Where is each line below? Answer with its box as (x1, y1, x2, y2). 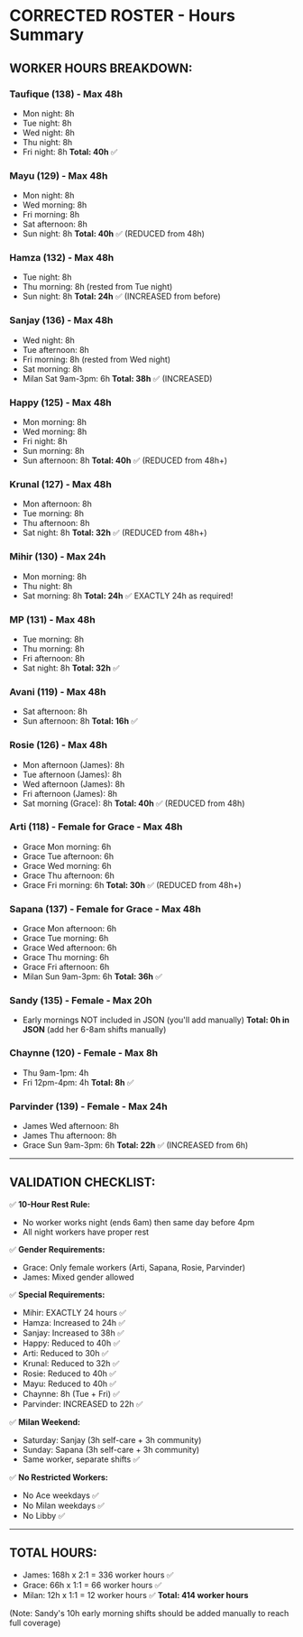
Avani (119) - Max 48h (9, 685, 106, 698)
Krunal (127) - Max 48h (9, 477, 113, 490)
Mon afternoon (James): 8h (22, 759, 124, 770)
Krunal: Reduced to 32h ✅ (22, 1357, 120, 1368)
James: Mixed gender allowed (22, 1272, 135, 1282)
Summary (9, 24, 84, 45)
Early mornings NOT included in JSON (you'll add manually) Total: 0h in (22, 1014, 290, 1025)
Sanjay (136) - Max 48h (9, 314, 114, 327)
